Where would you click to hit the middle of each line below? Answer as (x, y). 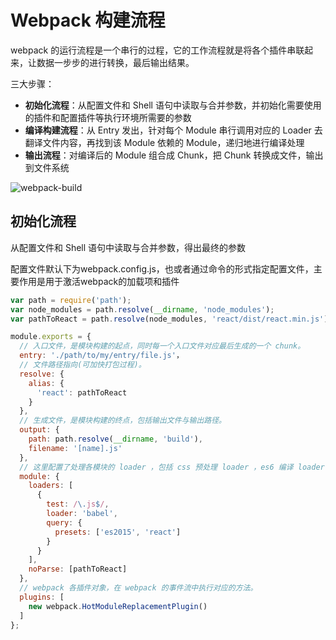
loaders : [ (51, 486)
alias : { (46, 383)
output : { (39, 430)
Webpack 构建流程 (88, 20)
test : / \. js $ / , (78, 504)
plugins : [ (42, 597)
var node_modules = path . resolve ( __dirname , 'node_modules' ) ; (142, 309)
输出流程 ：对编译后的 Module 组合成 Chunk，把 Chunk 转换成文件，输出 (174, 155)
